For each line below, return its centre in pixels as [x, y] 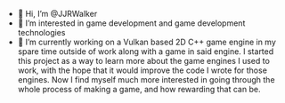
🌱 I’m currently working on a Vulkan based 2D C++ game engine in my [147, 42]
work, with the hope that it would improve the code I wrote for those [142, 70]
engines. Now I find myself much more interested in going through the [146, 79]
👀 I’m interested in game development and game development [131, 23]
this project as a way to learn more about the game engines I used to [143, 61]
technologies [41, 32]
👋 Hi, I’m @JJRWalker [57, 14]
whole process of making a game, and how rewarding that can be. [139, 89]
